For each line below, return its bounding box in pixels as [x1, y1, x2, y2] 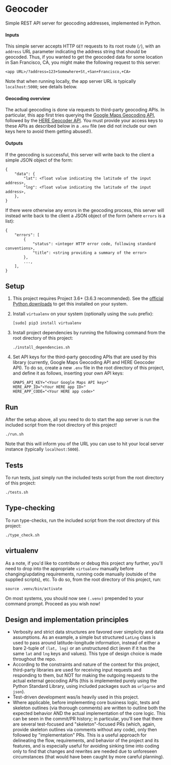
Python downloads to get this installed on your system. [12, 301, 128, 307]
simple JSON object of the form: [5, 157, 73, 163]
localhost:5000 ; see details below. [5, 84, 78, 90]
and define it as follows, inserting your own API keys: [12, 370, 124, 376]
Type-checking [5, 504, 55, 513]
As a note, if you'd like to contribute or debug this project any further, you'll [5, 560, 163, 566]
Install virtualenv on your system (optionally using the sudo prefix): [12, 311, 154, 317]
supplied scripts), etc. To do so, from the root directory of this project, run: [5, 576, 161, 583]
